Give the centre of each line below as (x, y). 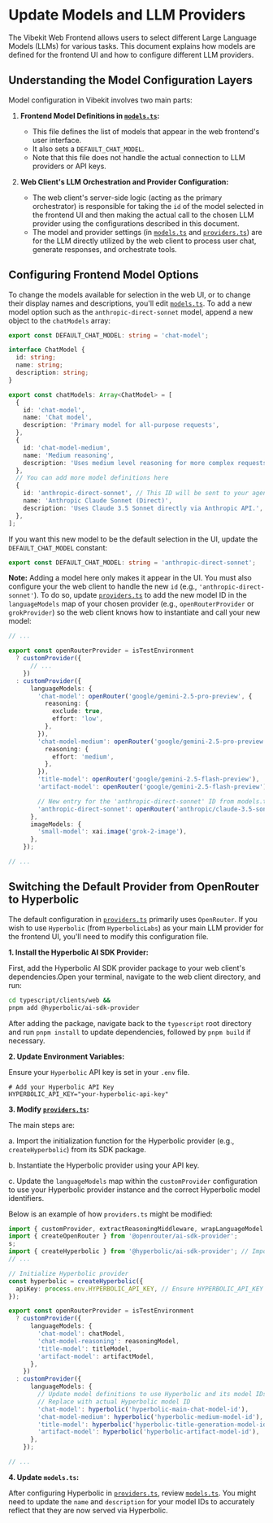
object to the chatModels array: (60, 320)
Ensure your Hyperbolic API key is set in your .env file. (99, 1072)
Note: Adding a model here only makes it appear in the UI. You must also (130, 578)
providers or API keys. (69, 166)
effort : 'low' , (78, 719)
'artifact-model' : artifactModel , (96, 1356)
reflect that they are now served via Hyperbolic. (88, 1510)
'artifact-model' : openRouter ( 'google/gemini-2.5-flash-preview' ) (152, 787)
